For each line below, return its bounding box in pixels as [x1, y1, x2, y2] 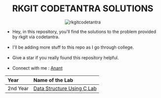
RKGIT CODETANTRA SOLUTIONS [12, 3, 154, 14]
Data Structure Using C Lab [33, 85, 97, 92]
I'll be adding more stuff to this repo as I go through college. [12, 44, 134, 50]
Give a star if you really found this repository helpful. [12, 54, 119, 60]
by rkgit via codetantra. [12, 34, 60, 40]
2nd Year [7, 85, 29, 92]
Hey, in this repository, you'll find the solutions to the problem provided [12, 28, 157, 34]
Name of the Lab [33, 76, 73, 83]
